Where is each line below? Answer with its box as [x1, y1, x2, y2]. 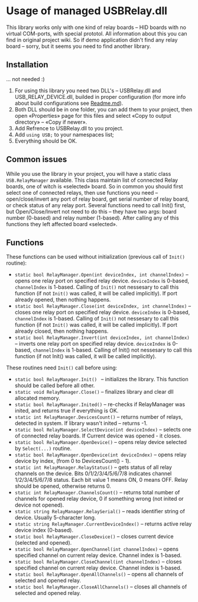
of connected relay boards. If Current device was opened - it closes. [14, 432, 181, 439]
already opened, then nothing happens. [14, 296, 111, 303]
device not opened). [14, 501, 64, 508]
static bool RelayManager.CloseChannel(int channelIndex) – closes [14, 558, 182, 565]
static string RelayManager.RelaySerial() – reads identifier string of [14, 508, 185, 515]
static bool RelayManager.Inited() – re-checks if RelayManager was [14, 401, 185, 408]
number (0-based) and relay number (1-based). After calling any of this [6, 214, 179, 221]
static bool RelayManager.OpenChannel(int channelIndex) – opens [14, 546, 179, 553]
